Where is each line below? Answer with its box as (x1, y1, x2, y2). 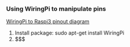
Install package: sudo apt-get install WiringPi (14, 29, 125, 36)
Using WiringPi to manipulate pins (6, 5, 106, 13)
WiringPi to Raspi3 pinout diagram (6, 18, 90, 25)
